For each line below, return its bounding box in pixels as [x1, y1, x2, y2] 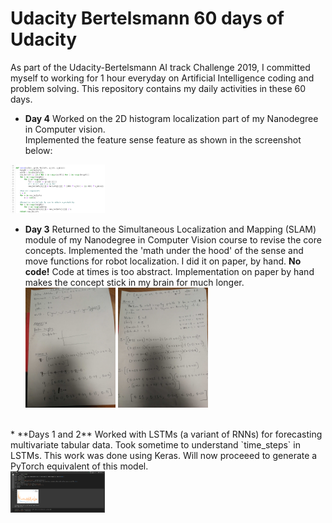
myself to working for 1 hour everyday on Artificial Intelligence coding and [10, 72, 315, 84]
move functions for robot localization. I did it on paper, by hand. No [24, 255, 302, 267]
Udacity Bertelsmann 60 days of [10, 7, 285, 30]
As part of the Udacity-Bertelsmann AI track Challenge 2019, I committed [10, 61, 311, 73]
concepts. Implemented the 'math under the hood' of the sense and [24, 244, 304, 256]
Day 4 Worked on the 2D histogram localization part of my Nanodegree [24, 112, 319, 124]
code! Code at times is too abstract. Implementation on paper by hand [24, 265, 315, 277]
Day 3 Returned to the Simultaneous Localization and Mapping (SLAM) [24, 223, 317, 235]
